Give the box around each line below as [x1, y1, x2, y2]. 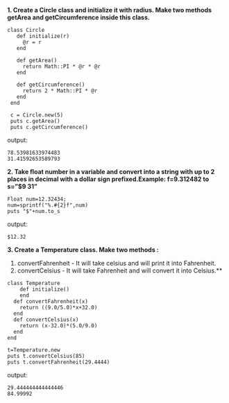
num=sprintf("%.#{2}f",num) [7, 202, 89, 209]
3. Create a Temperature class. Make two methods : [7, 246, 160, 254]
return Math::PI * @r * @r [22, 63, 101, 70]
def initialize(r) [16, 33, 70, 40]
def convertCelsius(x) [13, 316, 79, 323]
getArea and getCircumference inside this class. [7, 13, 151, 22]
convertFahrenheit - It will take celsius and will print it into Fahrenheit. [17, 259, 217, 267]
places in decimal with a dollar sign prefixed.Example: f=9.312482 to [7, 175, 210, 183]
